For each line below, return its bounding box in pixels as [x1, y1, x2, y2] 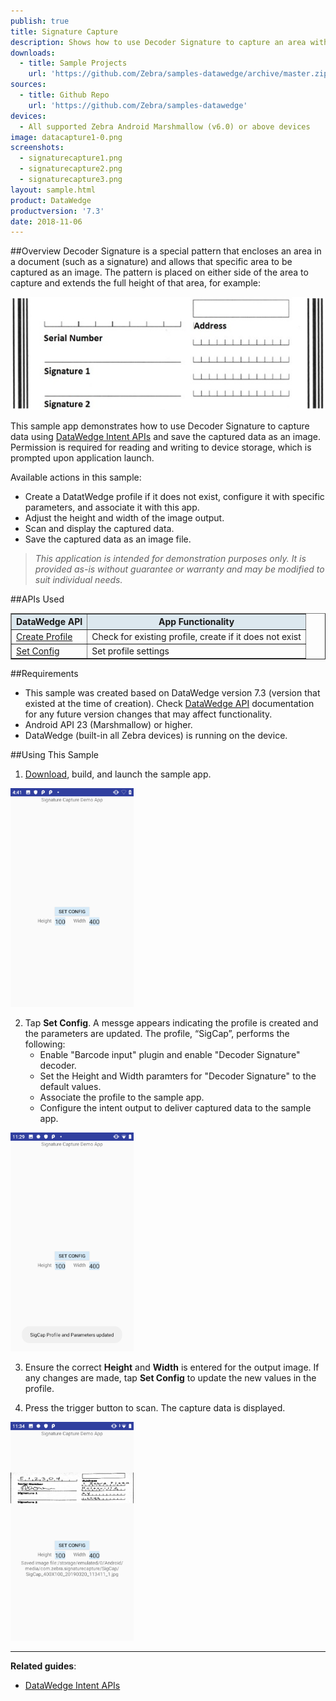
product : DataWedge [10, 195, 92, 205]
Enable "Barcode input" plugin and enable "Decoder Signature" [39, 1049, 301, 1061]
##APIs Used [10, 593, 65, 605]
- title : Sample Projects [19, 58, 128, 69]
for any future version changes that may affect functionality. [24, 708, 273, 720]
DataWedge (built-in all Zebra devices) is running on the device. [24, 730, 288, 742]
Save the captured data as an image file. [24, 533, 192, 545]
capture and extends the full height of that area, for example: [10, 277, 262, 289]
